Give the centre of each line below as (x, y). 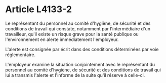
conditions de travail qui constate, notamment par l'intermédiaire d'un (78, 28)
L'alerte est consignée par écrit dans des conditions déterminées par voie (82, 49)
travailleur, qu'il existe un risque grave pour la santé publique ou (72, 34)
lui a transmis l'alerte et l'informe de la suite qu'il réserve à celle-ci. (75, 75)
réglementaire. (20, 55)
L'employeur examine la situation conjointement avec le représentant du (80, 64)
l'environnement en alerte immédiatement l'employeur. (62, 39)
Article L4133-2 (39, 9)
